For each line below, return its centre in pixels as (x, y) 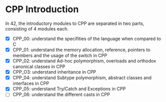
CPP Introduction (42, 9)
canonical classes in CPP (39, 66)
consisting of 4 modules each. (37, 28)
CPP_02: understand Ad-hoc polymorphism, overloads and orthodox (84, 61)
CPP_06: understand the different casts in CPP (61, 94)
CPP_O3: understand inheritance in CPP (54, 72)
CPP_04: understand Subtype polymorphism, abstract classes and (82, 78)
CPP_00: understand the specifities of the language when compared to (87, 39)
